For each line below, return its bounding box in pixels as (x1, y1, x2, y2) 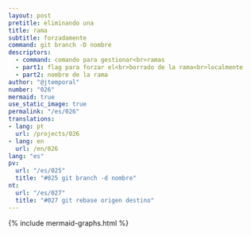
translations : (8, 115, 56, 123)
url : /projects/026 (15, 130, 80, 137)
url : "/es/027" (15, 188, 66, 197)
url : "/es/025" (15, 167, 66, 175)
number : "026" (8, 85, 56, 94)
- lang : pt (8, 122, 44, 130)
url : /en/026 (15, 145, 59, 153)
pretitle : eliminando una (8, 19, 94, 27)
